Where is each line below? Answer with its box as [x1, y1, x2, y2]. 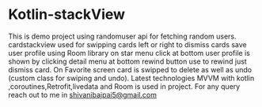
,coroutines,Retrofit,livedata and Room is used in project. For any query [8, 81, 241, 91]
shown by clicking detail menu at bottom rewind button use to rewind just [8, 57, 247, 66]
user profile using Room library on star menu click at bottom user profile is [8, 48, 251, 57]
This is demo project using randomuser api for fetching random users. [8, 31, 237, 41]
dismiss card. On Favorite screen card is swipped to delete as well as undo [8, 65, 252, 74]
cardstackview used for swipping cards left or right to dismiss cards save [8, 39, 247, 49]
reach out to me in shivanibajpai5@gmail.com [8, 90, 157, 99]
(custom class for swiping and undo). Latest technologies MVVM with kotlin [8, 73, 255, 83]
